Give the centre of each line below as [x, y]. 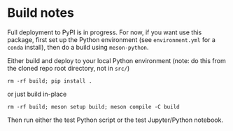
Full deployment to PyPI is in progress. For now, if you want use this [105, 32]
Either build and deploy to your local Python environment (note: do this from [116, 60]
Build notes [41, 13]
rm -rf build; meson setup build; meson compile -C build [93, 106]
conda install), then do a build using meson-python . [78, 47]
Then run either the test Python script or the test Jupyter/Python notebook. [115, 120]
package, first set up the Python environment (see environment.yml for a [111, 39]
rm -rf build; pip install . [50, 81]
